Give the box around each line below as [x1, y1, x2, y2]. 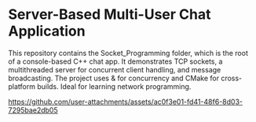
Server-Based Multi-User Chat [8, 6, 211, 24]
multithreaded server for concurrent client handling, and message [8, 65, 221, 74]
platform [8, 81, 35, 91]
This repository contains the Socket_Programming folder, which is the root [8, 48, 249, 57]
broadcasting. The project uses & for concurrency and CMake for [8, 73, 220, 83]
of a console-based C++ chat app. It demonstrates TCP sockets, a [8, 57, 223, 66]
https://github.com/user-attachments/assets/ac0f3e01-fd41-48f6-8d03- [8, 97, 243, 106]
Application [8, 22, 86, 40]
